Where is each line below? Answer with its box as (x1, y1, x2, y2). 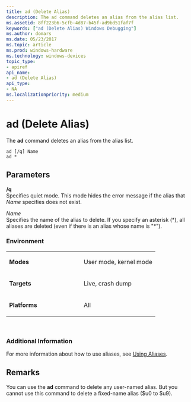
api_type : (6, 81, 31, 87)
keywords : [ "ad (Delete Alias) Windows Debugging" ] (6, 25, 136, 32)
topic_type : (6, 58, 36, 64)
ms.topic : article (6, 42, 52, 48)
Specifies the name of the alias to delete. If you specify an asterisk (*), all (6, 216, 185, 223)
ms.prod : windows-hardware (6, 48, 73, 54)
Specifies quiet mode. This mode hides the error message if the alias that (6, 191, 186, 199)
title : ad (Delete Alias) (6, 8, 70, 15)
